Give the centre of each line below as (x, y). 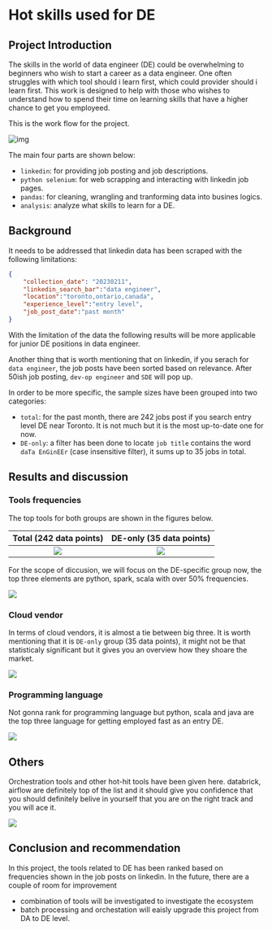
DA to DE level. (45, 918)
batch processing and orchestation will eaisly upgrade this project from (139, 910)
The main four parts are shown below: (72, 155)
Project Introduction (60, 45)
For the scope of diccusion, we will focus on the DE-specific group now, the (135, 570)
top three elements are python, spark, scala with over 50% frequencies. (129, 579)
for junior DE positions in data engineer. (74, 343)
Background (40, 231)
